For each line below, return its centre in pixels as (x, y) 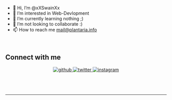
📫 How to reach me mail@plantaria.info (55, 30)
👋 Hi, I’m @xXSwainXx (36, 8)
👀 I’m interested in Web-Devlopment (51, 13)
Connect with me (33, 58)
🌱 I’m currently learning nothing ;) (48, 19)
